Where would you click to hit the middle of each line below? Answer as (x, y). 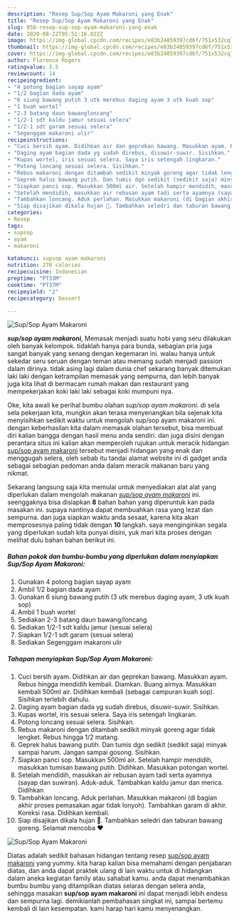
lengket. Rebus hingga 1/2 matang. (68, 737)
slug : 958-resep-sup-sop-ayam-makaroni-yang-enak (83, 27)
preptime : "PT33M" (34, 278)
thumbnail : (23, 47)
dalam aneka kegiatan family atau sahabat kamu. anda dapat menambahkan (119, 878)
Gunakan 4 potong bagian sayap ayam (74, 582)
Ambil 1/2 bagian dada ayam (59, 590)
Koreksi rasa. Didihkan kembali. (64, 813)
